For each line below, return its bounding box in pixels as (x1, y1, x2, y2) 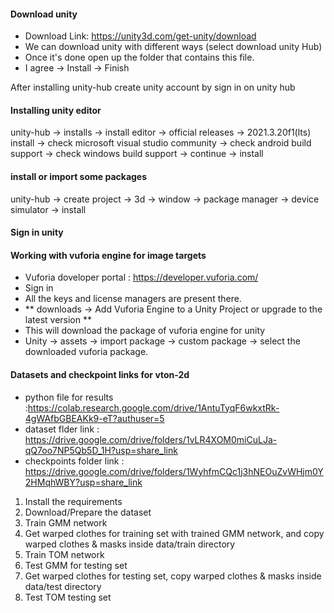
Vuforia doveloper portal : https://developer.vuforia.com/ (24, 271, 259, 284)
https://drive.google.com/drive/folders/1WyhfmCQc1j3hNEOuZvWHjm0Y (24, 465, 324, 477)
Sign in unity (10, 226, 64, 239)
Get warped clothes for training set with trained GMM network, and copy (24, 527, 325, 539)
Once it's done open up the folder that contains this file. (24, 51, 255, 64)
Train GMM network (24, 516, 108, 529)
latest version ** (24, 314, 92, 326)
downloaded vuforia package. (24, 346, 149, 358)
